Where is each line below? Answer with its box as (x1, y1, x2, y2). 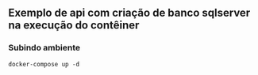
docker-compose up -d (8, 60, 80, 68)
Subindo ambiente (8, 43, 81, 54)
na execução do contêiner (8, 19, 140, 32)
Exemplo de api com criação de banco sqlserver (8, 6, 251, 20)
